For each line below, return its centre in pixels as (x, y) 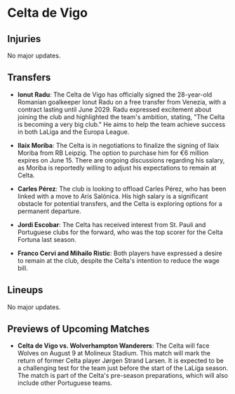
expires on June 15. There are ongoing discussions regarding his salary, (121, 160)
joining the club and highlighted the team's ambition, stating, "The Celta (121, 116)
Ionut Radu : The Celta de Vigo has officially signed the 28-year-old (115, 94)
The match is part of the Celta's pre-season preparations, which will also (122, 376)
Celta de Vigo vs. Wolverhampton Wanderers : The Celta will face (113, 346)
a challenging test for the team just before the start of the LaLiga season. (123, 368)
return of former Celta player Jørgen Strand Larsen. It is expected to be (121, 361)
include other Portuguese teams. (65, 383)
